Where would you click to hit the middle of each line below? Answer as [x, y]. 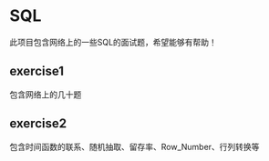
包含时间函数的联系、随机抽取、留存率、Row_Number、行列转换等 [134, 146]
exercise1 [37, 71]
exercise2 [38, 124]
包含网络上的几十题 [46, 94]
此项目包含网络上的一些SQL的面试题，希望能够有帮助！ [113, 42]
